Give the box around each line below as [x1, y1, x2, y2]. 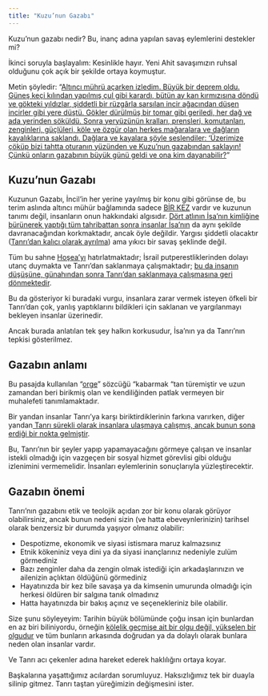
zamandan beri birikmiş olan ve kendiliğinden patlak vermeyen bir [8, 388, 225, 398]
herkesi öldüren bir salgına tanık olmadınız [19, 590, 159, 600]
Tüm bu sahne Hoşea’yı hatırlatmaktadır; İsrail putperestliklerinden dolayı [8, 253, 249, 262]
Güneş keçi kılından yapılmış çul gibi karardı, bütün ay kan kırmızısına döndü [8, 90, 259, 100]
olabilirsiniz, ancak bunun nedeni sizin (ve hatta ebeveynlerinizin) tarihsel [8, 515, 250, 524]
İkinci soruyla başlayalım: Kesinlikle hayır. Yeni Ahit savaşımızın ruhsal [8, 58, 238, 67]
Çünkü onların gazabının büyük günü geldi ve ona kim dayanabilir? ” [8, 150, 230, 160]
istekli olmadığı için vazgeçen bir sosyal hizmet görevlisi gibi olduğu [8, 453, 232, 463]
